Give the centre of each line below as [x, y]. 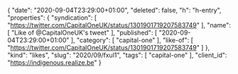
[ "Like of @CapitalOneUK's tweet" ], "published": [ [82, 32]
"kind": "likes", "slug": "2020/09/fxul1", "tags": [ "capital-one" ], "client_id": [117, 55]
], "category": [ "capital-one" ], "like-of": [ [132, 40]
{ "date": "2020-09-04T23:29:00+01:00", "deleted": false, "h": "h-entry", [114, 10]
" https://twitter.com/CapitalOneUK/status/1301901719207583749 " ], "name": [119, 25]
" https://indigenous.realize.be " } [54, 62]
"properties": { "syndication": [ [52, 18]
